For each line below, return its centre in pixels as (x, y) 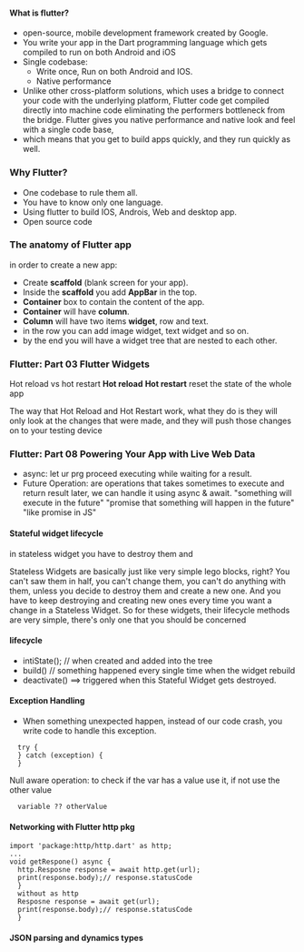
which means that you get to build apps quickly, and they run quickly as (157, 139)
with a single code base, (68, 130)
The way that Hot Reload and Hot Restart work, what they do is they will (144, 411)
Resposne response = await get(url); (89, 902)
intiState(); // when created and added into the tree (118, 661)
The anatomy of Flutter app (70, 245)
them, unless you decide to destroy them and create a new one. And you (145, 591)
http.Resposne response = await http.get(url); (109, 870)
